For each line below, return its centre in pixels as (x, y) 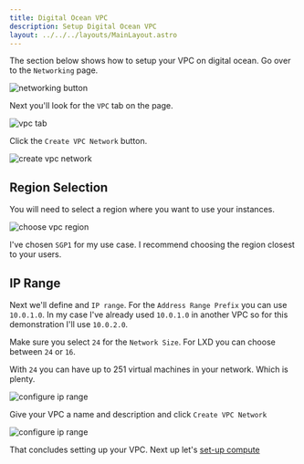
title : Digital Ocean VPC (58, 18)
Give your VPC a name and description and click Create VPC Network (138, 414)
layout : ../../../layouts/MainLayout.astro (94, 35)
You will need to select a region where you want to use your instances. (142, 210)
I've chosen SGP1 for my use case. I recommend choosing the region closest (152, 245)
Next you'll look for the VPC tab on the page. (91, 106)
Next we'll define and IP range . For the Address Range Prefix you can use (148, 305)
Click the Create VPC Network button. (79, 141)
